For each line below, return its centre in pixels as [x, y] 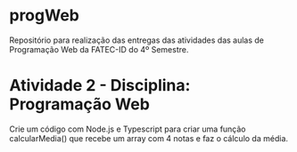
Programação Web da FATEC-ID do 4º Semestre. [99, 49]
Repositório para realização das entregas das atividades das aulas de [137, 40]
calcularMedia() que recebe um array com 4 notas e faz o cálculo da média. [148, 138]
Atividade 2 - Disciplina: [100, 86]
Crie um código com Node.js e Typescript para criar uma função [128, 129]
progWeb [45, 16]
